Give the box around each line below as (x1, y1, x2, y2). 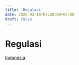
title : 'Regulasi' (5, 7, 43, 12)
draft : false (5, 16, 32, 21)
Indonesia (5, 54, 26, 60)
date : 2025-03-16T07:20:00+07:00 (5, 12, 75, 17)
